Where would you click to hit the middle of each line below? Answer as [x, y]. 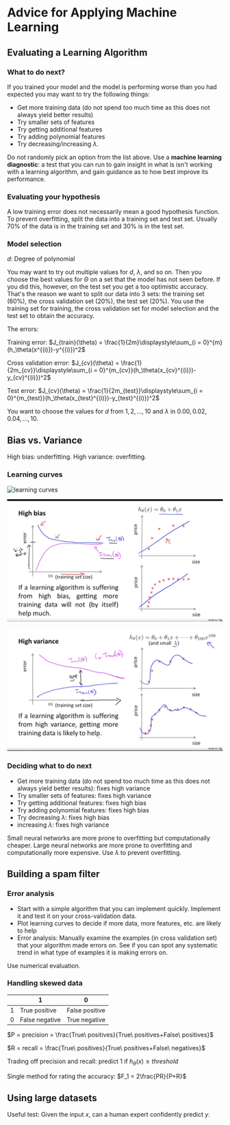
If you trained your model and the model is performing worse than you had [112, 86]
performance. [26, 179]
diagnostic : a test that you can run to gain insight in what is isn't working [110, 164]
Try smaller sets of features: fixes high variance [84, 795]
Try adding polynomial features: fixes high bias [83, 810]
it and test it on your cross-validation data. [77, 916]
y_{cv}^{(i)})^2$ [29, 378]
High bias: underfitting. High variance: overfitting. [77, 457]
